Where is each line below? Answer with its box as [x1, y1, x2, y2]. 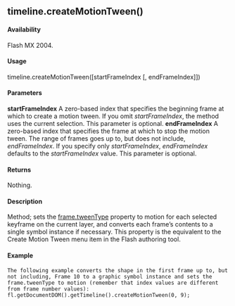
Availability [7, 25, 41, 34]
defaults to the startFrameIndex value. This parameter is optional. [7, 149, 197, 158]
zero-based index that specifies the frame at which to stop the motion [7, 127, 210, 135]
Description [7, 197, 43, 205]
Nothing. [7, 181, 33, 189]
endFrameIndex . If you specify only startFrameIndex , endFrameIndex [7, 142, 208, 150]
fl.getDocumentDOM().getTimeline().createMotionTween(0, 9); [7, 291, 191, 298]
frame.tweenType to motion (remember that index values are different [7, 279, 219, 286]
